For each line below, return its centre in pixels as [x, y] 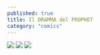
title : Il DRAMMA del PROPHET [50, 20]
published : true [30, 13]
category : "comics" [35, 26]
